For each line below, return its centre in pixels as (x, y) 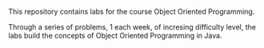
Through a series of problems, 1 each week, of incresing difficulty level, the (132, 27)
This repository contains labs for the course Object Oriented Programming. (132, 12)
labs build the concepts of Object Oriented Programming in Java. (115, 36)
